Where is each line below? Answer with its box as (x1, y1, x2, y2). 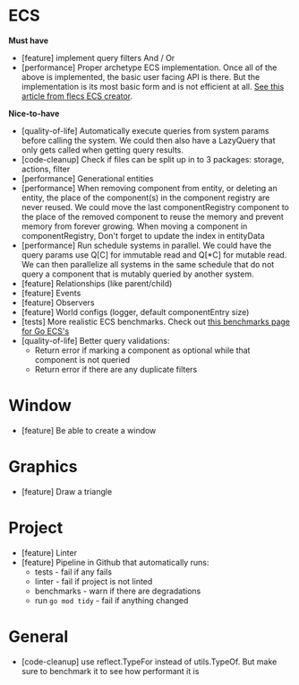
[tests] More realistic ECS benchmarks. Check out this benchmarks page (21, 316, 291, 327)
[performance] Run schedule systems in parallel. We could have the (21, 240, 272, 250)
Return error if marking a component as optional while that (34, 345, 251, 356)
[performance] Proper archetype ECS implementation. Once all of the (21, 62, 278, 73)
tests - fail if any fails (34, 566, 113, 577)
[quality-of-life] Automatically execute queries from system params (21, 125, 269, 136)
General (8, 626, 69, 646)
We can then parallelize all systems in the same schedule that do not (21, 259, 275, 269)
